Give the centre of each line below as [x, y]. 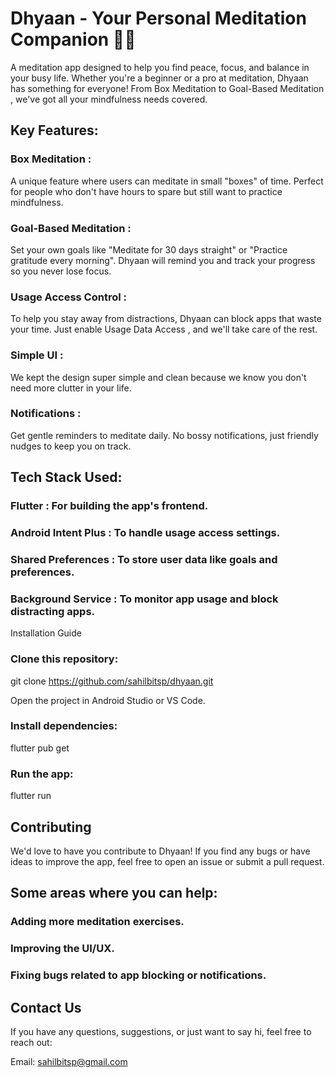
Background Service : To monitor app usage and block [144, 599]
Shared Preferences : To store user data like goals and [144, 559]
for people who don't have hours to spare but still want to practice [146, 191]
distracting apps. [53, 611]
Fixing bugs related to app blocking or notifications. [138, 975]
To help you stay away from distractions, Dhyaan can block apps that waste [166, 319]
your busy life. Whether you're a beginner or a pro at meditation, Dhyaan [159, 78]
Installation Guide [46, 633]
